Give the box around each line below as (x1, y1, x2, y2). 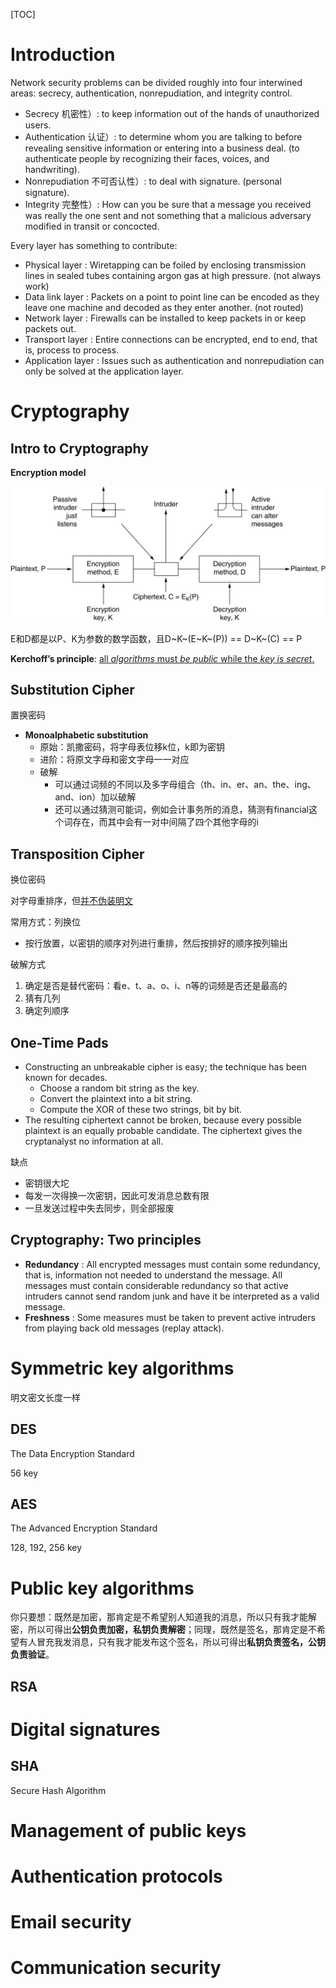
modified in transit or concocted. (24, 220, 160, 232)
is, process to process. (24, 344, 120, 356)
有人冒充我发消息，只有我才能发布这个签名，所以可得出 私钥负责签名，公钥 (18, 1636, 326, 1648)
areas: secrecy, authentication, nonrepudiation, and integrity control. (10, 87, 293, 99)
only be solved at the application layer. (24, 365, 184, 377)
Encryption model (10, 466, 87, 478)
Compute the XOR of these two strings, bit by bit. (39, 1103, 243, 1115)
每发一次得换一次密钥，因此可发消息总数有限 (24, 1189, 210, 1201)
